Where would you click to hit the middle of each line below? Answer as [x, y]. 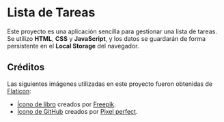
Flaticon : [19, 91]
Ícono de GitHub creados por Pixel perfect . [77, 111]
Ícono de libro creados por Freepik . [66, 104]
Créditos [26, 67]
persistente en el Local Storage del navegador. [73, 46]
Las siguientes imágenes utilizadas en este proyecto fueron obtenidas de [110, 84]
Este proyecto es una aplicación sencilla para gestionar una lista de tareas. [112, 31]
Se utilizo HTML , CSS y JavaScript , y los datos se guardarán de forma [107, 38]
